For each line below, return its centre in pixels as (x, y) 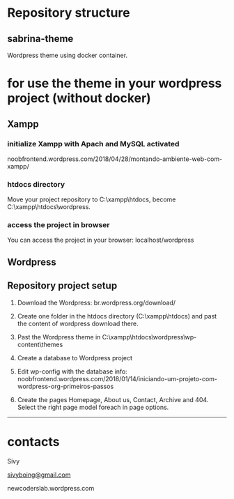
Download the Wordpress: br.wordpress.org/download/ (96, 302)
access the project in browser (58, 225)
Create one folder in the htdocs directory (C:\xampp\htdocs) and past (117, 316)
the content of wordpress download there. (78, 323)
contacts (33, 442)
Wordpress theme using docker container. (67, 55)
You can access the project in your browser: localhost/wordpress (101, 240)
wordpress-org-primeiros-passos (65, 386)
